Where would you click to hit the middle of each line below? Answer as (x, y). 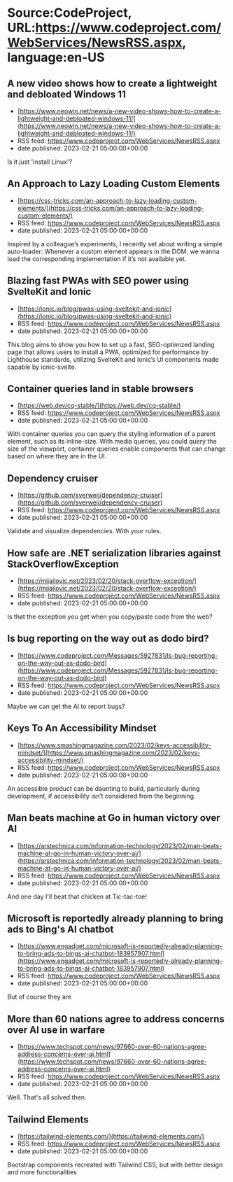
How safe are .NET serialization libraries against (114, 553)
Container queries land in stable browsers (101, 389)
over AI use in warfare (56, 1030)
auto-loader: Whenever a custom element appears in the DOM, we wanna (113, 251)
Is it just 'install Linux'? (40, 162)
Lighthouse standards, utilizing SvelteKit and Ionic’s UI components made (113, 359)
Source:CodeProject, (69, 13)
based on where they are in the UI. (57, 456)
